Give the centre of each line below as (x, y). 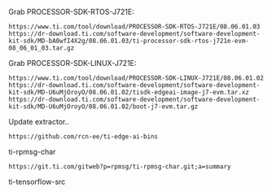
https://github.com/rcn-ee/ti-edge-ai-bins (83, 137)
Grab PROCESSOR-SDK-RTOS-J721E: (71, 12)
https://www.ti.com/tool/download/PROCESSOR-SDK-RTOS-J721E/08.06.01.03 (134, 27)
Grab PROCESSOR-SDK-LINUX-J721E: (72, 63)
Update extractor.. (39, 122)
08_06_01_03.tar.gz (42, 48)
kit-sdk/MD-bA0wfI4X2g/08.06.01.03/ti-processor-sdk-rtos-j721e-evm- (129, 41)
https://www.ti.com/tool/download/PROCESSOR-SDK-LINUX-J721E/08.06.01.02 (136, 78)
